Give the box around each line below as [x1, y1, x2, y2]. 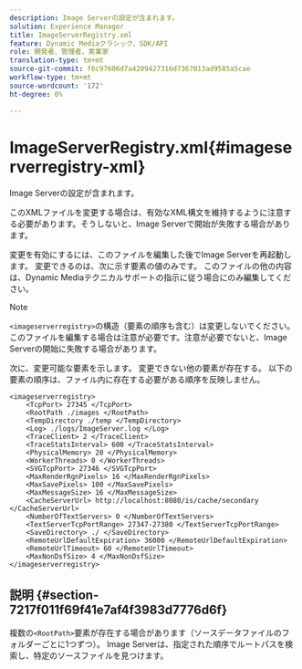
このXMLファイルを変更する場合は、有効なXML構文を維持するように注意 [9, 207, 285, 218]
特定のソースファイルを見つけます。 [33, 650, 169, 662]
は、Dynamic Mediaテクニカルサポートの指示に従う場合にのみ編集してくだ [9, 272, 292, 283]
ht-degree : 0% [9, 89, 64, 99]
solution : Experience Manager [9, 22, 125, 31]
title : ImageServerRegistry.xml [9, 30, 132, 39]
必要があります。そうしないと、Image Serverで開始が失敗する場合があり [16, 218, 291, 229]
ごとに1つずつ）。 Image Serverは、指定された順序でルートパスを [40, 639, 286, 650]
